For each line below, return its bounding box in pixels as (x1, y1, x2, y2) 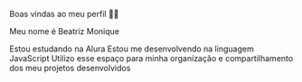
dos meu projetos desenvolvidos (9, 63, 131, 73)
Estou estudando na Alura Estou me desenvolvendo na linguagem (9, 43, 255, 54)
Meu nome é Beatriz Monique (9, 26, 120, 36)
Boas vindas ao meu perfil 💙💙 (9, 9, 119, 19)
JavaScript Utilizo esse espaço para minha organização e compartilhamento (9, 53, 294, 63)
